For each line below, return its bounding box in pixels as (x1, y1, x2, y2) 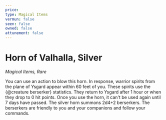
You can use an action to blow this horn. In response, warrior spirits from (5, 78, 155, 84)
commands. (5, 110, 30, 116)
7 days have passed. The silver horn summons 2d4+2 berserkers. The (5, 99, 150, 105)
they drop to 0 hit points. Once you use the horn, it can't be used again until (5, 94, 161, 100)
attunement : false (5, 30, 43, 35)
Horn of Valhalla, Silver (5, 52, 102, 63)
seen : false (5, 21, 30, 26)
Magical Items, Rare (5, 68, 46, 74)
